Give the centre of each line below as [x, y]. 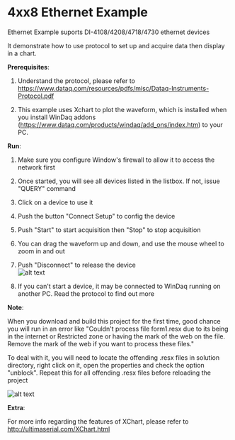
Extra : [16, 407]
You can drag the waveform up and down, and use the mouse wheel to [121, 243]
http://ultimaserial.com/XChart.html [59, 429]
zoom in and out [41, 251]
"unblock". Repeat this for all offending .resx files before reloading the [109, 373]
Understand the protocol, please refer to [76, 81]
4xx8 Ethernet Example [78, 12]
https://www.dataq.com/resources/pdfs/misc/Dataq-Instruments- [113, 88]
